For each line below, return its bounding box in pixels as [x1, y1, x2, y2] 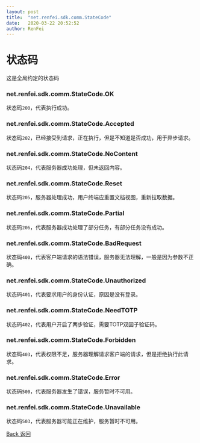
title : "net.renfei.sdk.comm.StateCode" [6, 14, 112, 20]
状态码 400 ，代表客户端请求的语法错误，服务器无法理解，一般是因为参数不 [6, 253, 189, 261]
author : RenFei [6, 25, 45, 32]
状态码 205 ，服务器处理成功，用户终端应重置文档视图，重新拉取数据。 [6, 194, 178, 201]
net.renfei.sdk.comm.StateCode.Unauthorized [6, 276, 146, 285]
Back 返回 [6, 430, 31, 438]
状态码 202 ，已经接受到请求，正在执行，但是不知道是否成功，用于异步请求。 [6, 134, 194, 141]
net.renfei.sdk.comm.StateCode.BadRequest [6, 239, 142, 247]
